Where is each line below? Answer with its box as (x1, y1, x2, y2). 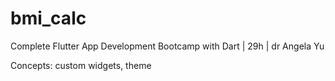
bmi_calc (10, 7, 87, 30)
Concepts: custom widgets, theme (10, 59, 152, 71)
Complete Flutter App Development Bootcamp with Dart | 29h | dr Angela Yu (10, 40, 325, 52)
